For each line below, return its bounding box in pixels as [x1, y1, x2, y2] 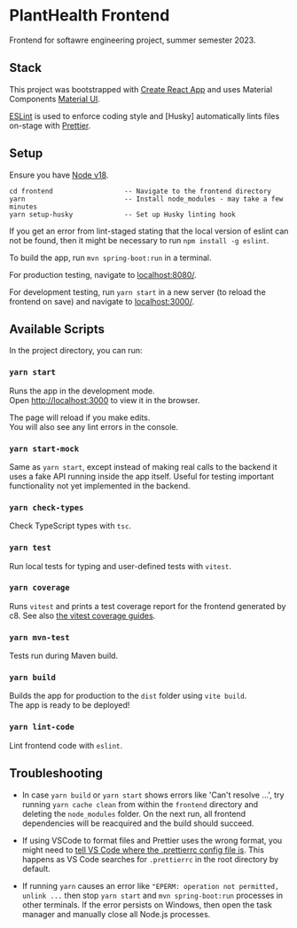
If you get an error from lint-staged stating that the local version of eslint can [9, 226, 289, 236]
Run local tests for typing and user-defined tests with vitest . [9, 560, 232, 571]
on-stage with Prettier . [9, 120, 91, 131]
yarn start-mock [9, 443, 80, 454]
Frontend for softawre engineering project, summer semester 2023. [9, 35, 256, 45]
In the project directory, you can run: [9, 345, 143, 356]
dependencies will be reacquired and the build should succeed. [21, 818, 254, 829]
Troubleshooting [9, 765, 104, 781]
